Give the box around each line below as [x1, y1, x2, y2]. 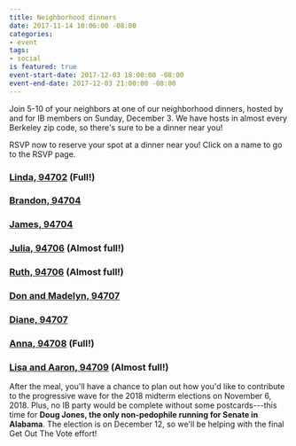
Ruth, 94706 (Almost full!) [9, 266, 124, 278]
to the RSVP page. [9, 148, 76, 160]
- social [9, 54, 42, 63]
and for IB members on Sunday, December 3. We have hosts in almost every [9, 113, 288, 123]
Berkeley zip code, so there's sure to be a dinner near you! [9, 121, 223, 133]
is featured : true [9, 63, 77, 72]
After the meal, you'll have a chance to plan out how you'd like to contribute [9, 381, 285, 392]
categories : [9, 29, 53, 38]
